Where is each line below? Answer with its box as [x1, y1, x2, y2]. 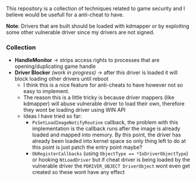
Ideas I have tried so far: [23, 112, 82, 119]
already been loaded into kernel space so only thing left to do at [32, 138, 186, 145]
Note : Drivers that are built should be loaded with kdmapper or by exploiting [6, 23, 190, 29]
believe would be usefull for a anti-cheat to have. [6, 11, 124, 18]
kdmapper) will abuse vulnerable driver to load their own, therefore [23, 100, 185, 107]
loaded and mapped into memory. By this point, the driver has [32, 131, 181, 138]
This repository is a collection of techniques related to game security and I [6, 5, 185, 12]
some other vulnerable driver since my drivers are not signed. [6, 29, 155, 36]
